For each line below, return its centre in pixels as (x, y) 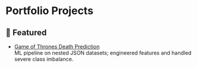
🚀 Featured (26, 33)
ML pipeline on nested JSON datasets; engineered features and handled (103, 53)
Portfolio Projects (49, 11)
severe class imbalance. (44, 59)
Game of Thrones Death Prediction (57, 46)
